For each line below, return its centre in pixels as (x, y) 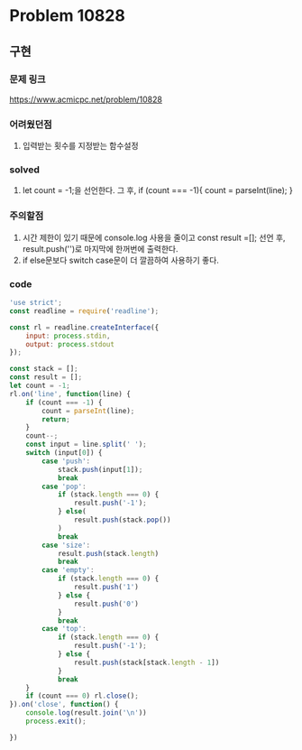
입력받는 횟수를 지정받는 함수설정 (80, 146)
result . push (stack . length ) (108, 553)
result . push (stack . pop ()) (122, 520)
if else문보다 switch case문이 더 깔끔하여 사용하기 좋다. (120, 260)
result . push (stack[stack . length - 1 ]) (146, 662)
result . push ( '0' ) (106, 604)
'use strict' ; (36, 303)
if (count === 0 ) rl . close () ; (82, 696)
